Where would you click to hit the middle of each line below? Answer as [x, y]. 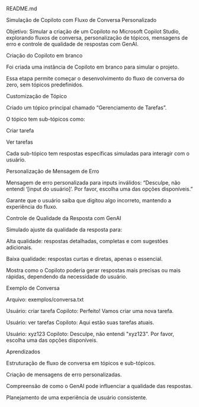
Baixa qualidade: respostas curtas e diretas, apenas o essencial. [84, 259]
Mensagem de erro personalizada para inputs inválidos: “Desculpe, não [93, 182]
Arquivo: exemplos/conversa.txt [45, 299]
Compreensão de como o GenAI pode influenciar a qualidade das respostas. [99, 386]
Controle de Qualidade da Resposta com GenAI [64, 218]
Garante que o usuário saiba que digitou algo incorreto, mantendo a [89, 200]
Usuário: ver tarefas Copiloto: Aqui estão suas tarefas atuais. [80, 322]
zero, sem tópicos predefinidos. [45, 85]
